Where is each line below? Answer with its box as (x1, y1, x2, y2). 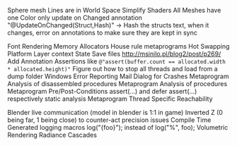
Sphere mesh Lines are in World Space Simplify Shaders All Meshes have (7, 6, 221, 14)
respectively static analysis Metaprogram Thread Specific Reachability (7, 95, 213, 103)
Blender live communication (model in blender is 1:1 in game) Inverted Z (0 (7, 109, 223, 116)
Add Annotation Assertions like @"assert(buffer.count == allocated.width (7, 57, 226, 66)
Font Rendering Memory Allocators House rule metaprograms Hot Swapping (7, 42, 230, 50)
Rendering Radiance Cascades (7, 130, 98, 139)
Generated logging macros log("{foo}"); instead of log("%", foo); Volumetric (7, 123, 229, 131)
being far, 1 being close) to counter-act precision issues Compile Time (7, 116, 212, 124)
